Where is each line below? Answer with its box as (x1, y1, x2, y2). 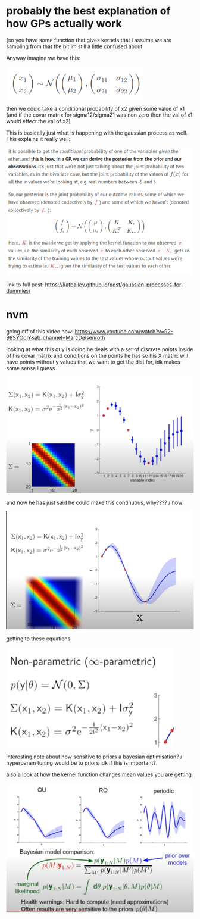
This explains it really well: (6, 135, 71, 142)
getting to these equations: (6, 635, 73, 642)
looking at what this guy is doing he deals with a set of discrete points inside (6, 346, 193, 353)
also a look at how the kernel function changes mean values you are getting (6, 771, 192, 778)
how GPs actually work (6, 17, 122, 30)
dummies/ (6, 287, 31, 295)
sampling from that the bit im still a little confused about (6, 43, 143, 50)
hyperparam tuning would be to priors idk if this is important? (6, 759, 156, 767)
